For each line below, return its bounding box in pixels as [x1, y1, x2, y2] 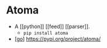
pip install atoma [23, 30, 68, 36]
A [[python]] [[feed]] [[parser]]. [14, 23, 90, 30]
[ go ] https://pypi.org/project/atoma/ [14, 35, 101, 42]
